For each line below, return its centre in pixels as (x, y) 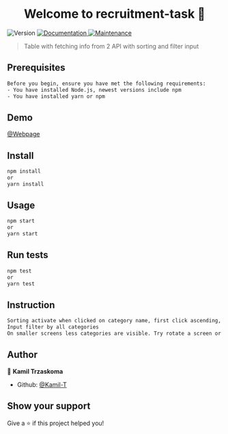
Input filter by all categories (53, 327)
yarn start (23, 234)
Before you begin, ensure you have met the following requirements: (106, 84)
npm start (21, 221)
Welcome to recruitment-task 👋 (115, 14)
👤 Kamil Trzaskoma (35, 371)
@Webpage (24, 134)
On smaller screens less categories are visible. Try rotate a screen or (114, 334)
